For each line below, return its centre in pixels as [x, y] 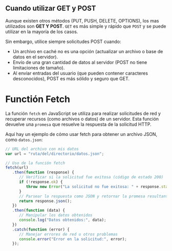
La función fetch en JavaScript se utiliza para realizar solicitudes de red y [83, 113]
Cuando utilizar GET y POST [51, 8]
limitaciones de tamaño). [39, 67]
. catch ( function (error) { [41, 230]
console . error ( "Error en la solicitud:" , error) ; [73, 239]
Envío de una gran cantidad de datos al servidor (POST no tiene [80, 62]
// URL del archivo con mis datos [42, 149]
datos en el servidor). [35, 57]
